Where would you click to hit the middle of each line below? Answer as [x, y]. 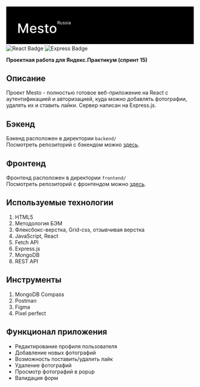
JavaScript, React [36, 236]
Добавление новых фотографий [55, 353]
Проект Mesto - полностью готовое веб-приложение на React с [87, 93]
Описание [26, 79]
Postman [26, 300]
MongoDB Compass [39, 294]
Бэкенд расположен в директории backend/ [61, 139]
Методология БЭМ [38, 223]
